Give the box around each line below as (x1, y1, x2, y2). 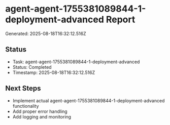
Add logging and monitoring (12, 113, 72, 119)
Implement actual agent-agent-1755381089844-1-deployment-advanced (12, 97, 165, 104)
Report (106, 14, 135, 25)
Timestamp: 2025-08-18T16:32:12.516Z (12, 69, 95, 75)
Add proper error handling (12, 108, 67, 114)
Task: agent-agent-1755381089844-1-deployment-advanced (12, 59, 140, 65)
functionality (12, 103, 39, 109)
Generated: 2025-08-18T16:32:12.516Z (5, 30, 86, 36)
